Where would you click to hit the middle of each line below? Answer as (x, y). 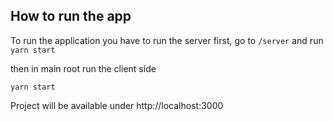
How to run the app (71, 16)
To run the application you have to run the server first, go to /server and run (167, 40)
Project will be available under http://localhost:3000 (117, 105)
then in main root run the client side (83, 68)
